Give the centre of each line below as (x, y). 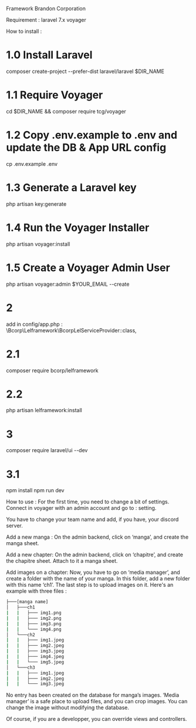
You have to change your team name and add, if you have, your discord (92, 519)
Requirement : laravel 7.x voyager (46, 20)
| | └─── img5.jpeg (35, 662)
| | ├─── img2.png (34, 618)
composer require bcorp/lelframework (52, 370)
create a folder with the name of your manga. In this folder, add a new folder (98, 579)
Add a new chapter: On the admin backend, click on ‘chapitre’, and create (95, 555)
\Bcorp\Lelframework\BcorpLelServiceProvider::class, (71, 330)
